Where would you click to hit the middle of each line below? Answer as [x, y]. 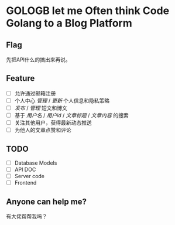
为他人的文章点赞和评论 [43, 130]
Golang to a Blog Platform [69, 23]
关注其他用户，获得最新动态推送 [53, 123]
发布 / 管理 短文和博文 [41, 108]
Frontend [25, 183]
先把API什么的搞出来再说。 [39, 59]
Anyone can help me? [46, 201]
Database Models [36, 163]
